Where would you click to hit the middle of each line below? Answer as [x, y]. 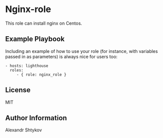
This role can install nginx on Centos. [44, 23]
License [18, 90]
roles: [17, 70]
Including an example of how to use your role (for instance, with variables [82, 51]
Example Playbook [35, 39]
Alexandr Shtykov [23, 130]
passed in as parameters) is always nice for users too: [61, 56]
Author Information [36, 118]
